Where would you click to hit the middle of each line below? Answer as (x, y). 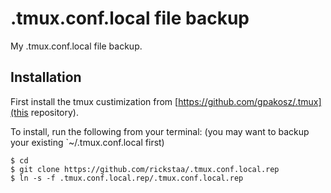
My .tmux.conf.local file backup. (76, 46)
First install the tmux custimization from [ (94, 101)
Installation (46, 77)
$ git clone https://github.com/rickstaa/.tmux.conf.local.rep (145, 169)
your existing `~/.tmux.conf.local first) (87, 142)
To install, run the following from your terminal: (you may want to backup (160, 131)
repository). (54, 112)
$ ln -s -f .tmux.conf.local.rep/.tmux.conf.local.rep (127, 178)
